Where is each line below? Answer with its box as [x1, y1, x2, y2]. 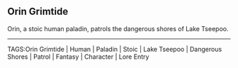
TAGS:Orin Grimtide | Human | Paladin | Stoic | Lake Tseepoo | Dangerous [7, 45, 222, 53]
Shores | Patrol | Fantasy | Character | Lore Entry [7, 52, 149, 61]
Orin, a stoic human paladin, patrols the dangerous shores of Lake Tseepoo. [7, 24, 229, 33]
